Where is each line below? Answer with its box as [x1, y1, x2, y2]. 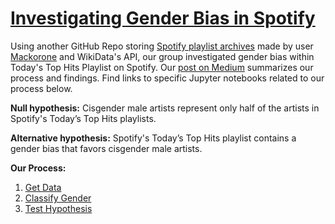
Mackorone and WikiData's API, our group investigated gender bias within [10, 50, 315, 62]
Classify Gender [24, 192, 92, 204]
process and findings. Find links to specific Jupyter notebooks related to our [10, 72, 325, 84]
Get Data [24, 181, 62, 193]
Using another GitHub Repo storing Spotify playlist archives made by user [10, 40, 314, 52]
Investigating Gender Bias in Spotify [10, 7, 316, 30]
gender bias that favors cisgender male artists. [10, 142, 203, 154]
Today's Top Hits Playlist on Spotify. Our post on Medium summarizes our [10, 61, 314, 73]
